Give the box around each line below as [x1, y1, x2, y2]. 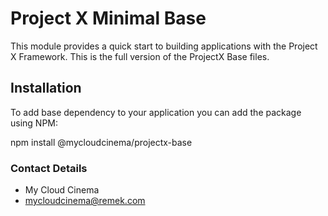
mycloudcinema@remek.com [24, 195, 146, 207]
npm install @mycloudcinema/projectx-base [10, 136, 193, 148]
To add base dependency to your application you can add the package [10, 106, 302, 118]
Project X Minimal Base [10, 7, 207, 30]
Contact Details [10, 161, 88, 175]
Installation [10, 80, 82, 97]
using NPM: [10, 117, 59, 129]
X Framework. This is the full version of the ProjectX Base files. [10, 50, 270, 62]
